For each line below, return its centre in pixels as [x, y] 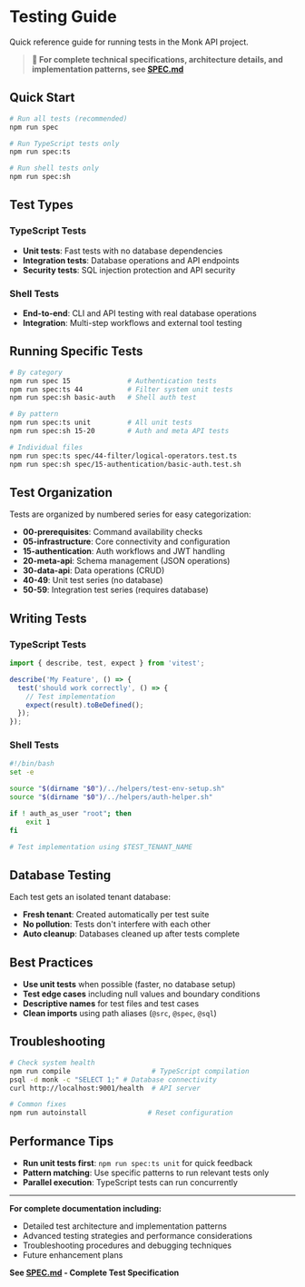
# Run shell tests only [54, 168]
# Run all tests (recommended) [69, 119]
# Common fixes [38, 1104]
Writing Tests [49, 618]
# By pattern [34, 414]
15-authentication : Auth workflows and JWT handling [123, 551]
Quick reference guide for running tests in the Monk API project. [129, 42]
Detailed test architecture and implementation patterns [124, 1226]
